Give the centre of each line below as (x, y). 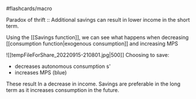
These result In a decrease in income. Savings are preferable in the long (93, 84)
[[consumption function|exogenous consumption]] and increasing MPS (92, 44)
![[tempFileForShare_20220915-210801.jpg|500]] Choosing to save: (88, 55)
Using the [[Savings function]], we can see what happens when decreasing (97, 37)
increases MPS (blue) (41, 72)
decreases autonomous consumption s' (62, 66)
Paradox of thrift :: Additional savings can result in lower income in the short (98, 20)
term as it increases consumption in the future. (63, 90)
